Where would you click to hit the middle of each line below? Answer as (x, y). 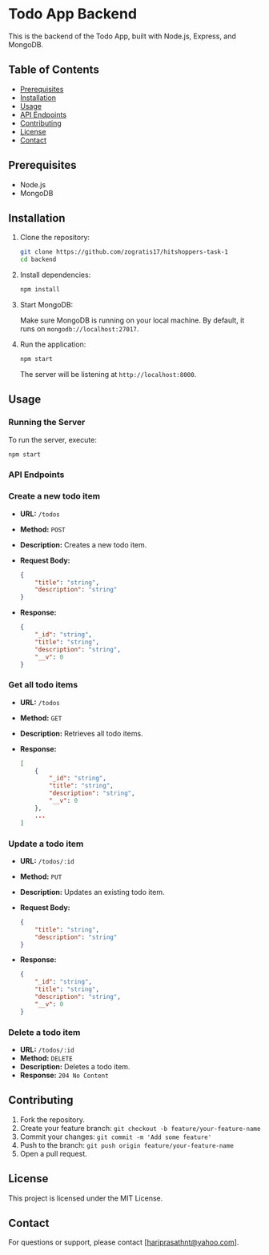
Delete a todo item (44, 1032)
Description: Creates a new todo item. (83, 544)
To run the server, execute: (53, 439)
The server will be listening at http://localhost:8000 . (108, 374)
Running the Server (47, 423)
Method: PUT (41, 876)
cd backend (38, 260)
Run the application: (53, 344)
